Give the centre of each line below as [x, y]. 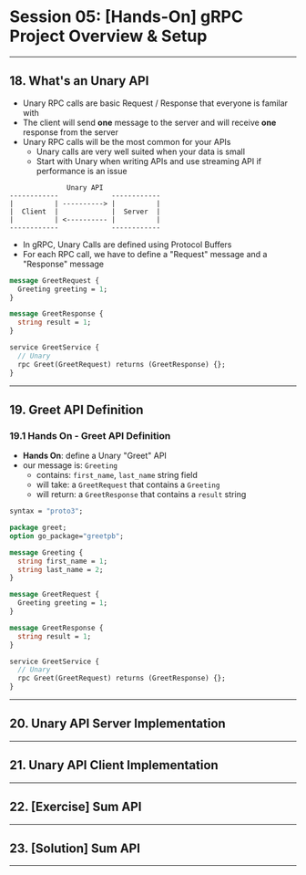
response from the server [70, 132]
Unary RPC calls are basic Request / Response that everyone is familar [155, 103]
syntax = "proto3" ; [46, 511]
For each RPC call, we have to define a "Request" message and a [145, 254]
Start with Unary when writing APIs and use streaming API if [149, 161]
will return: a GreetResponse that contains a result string [141, 495]
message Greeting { [46, 552]
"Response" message [63, 264]
